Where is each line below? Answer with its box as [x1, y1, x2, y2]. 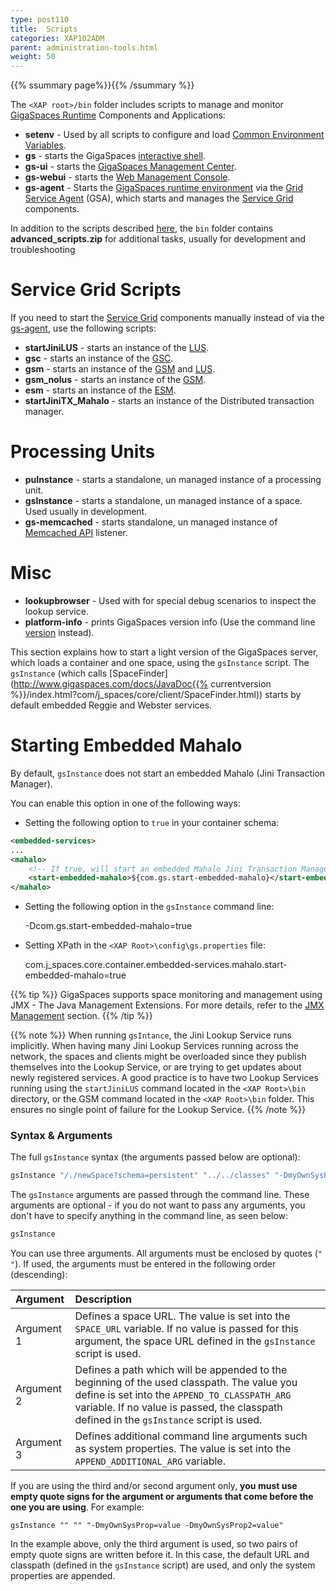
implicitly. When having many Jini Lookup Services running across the [10, 1040, 299, 1052]
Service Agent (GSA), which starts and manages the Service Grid [24, 192, 294, 205]
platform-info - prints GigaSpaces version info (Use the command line [24, 616, 316, 628]
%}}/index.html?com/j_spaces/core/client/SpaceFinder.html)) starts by [10, 688, 302, 700]
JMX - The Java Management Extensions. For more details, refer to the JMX [10, 999, 325, 1011]
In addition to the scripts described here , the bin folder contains [10, 222, 274, 235]
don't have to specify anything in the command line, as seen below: [10, 1210, 289, 1222]
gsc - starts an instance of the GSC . [24, 352, 174, 365]
